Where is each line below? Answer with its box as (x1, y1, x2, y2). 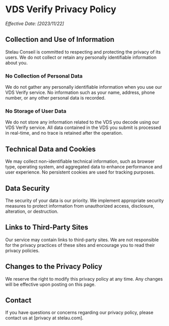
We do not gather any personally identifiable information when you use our (5, 84, 162, 90)
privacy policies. (5, 247, 40, 254)
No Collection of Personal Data (5, 72, 83, 80)
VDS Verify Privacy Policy (5, 4, 117, 15)
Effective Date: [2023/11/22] (5, 20, 65, 27)
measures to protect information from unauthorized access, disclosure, (5, 203, 155, 209)
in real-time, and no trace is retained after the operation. (5, 130, 123, 136)
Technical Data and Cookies (5, 144, 96, 154)
